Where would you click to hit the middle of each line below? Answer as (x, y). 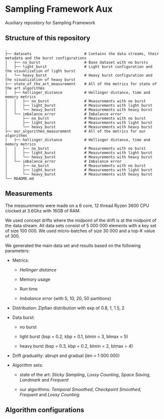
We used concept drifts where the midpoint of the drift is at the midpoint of (81, 220)
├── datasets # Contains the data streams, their (82, 54)
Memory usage (35, 279)
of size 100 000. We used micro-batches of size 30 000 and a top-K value (80, 231)
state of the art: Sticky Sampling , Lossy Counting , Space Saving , (85, 374)
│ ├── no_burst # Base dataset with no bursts (77, 62)
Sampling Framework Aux (59, 9)
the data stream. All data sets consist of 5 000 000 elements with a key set (81, 225)
